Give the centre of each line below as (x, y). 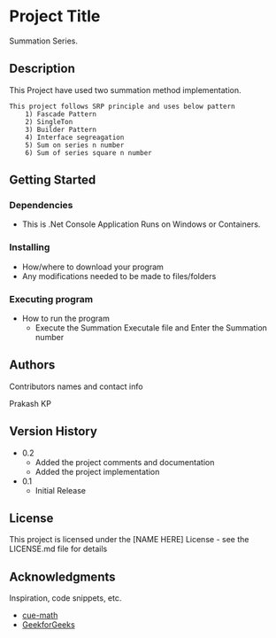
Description (42, 69)
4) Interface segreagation (75, 137)
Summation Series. (43, 41)
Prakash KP (30, 403)
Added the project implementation (97, 471)
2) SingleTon (49, 121)
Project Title (55, 16)
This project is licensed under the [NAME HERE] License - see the (129, 540)
